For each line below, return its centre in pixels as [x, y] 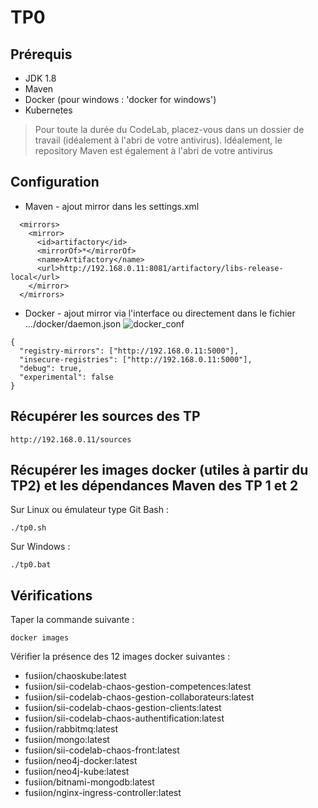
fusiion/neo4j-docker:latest [81, 761]
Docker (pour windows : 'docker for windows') [120, 99]
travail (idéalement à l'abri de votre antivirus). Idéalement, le [158, 140]
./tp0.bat [31, 565]
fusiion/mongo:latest [67, 740]
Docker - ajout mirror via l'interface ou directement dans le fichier [160, 313]
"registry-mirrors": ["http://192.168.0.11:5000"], [129, 351]
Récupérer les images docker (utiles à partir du [159, 470]
